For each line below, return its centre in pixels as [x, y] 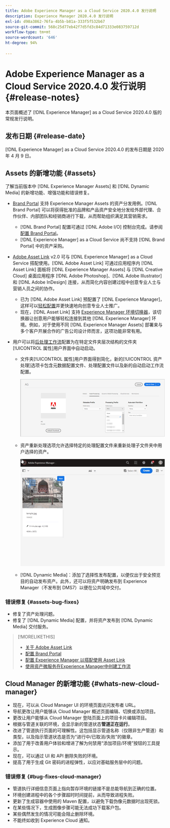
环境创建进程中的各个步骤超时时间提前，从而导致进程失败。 [75, 795]
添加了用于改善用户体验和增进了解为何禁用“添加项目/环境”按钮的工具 [84, 743]
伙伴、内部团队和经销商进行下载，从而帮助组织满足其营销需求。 [83, 216]
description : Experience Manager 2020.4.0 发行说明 [59, 16]
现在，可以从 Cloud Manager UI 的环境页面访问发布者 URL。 [75, 705]
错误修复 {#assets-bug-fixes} [42, 602]
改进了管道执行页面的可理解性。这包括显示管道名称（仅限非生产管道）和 [88, 730]
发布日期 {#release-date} [45, 136]
